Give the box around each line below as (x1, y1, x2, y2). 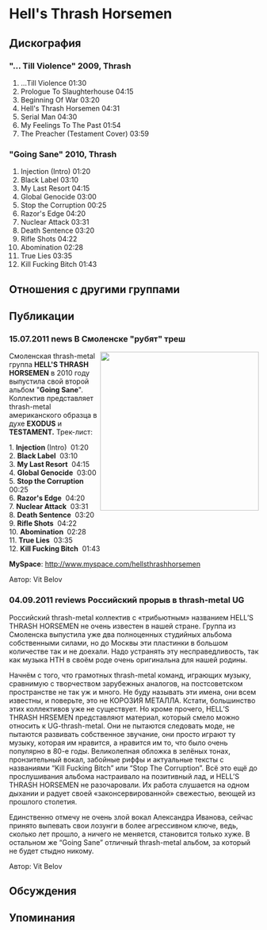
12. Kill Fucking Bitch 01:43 (9, 544, 101, 554)
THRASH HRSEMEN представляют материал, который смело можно (9, 712, 240, 722)
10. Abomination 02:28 (9, 527, 86, 537)
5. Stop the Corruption (9, 477, 84, 486)
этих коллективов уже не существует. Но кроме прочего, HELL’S (9, 704, 230, 713)
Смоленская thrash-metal (9, 351, 96, 361)
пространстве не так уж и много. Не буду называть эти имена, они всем (9, 687, 257, 697)
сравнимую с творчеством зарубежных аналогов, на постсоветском (9, 678, 243, 688)
